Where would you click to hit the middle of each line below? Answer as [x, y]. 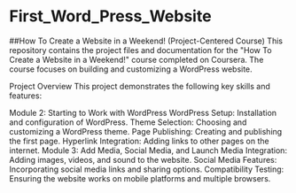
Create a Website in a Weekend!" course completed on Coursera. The [136, 59]
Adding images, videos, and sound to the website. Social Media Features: [143, 159]
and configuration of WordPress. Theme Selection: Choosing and [128, 122]
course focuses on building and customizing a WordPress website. [131, 69]
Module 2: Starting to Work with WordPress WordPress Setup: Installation [143, 112]
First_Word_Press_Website [110, 16]
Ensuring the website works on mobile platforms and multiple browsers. [140, 178]
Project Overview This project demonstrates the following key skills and [140, 86]
